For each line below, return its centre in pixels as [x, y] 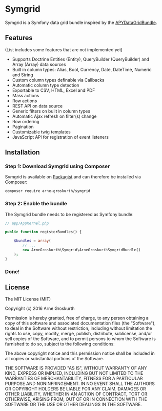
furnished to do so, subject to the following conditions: [60, 344]
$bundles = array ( [32, 241]
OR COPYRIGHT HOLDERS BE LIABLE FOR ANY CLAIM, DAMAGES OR [76, 389]
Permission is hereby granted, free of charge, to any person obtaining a [77, 318]
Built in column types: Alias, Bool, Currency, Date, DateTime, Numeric [82, 69]
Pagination [23, 127]
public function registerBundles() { [43, 232]
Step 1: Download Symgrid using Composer [58, 166]
